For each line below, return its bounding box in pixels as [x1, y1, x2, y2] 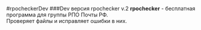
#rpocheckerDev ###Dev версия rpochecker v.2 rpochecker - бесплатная [6, 5, 196, 12]
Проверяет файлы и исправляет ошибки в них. [6, 18, 127, 24]
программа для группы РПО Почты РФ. [6, 11, 108, 18]
